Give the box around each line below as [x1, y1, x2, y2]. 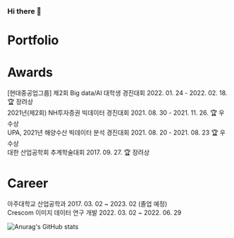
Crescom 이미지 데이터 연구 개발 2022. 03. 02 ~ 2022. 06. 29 [7, 208, 182, 217]
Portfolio [7, 32, 59, 49]
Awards [7, 65, 54, 80]
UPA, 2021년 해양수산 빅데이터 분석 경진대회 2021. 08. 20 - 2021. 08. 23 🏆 [7, 128, 218, 137]
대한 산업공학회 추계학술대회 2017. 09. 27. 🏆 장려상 [7, 148, 150, 157]
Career [7, 175, 49, 192]
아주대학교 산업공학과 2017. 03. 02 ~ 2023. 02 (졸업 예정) [7, 199, 168, 208]
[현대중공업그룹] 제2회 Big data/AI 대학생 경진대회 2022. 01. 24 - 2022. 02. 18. [7, 89, 228, 97]
